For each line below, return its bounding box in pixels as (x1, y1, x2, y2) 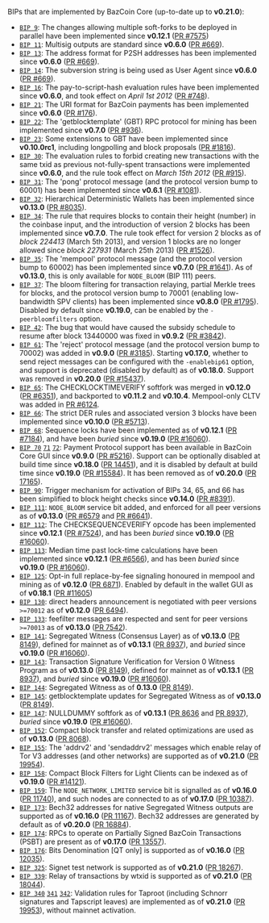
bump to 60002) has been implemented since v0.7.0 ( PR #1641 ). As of (19, 262, 253, 272)
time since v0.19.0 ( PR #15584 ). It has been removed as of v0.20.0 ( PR (19, 468, 257, 478)
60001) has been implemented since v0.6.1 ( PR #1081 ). (19, 186, 202, 194)
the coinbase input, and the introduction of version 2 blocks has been (19, 219, 250, 229)
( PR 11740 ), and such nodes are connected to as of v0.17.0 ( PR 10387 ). (19, 794, 255, 804)
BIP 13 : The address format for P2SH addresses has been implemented (19, 48, 257, 57)
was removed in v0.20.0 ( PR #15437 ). (19, 374, 147, 383)
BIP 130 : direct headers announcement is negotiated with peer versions (19, 597, 257, 606)
